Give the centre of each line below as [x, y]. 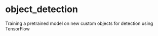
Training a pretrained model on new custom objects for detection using [79, 23]
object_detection [42, 9]
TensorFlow [17, 28]
